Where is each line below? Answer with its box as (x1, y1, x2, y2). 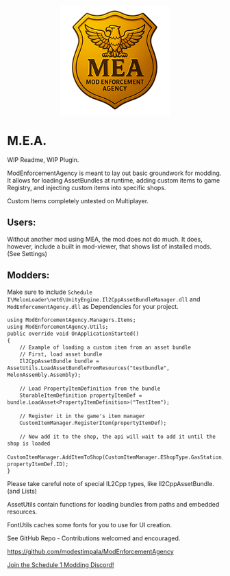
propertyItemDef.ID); (7, 461, 69, 468)
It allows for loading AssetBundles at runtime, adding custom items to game (7, 176, 220, 184)
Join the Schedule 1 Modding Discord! (7, 560, 114, 568)
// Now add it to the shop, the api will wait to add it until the (19, 433, 216, 440)
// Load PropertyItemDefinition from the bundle (19, 385, 161, 392)
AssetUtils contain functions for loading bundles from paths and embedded (7, 500, 220, 508)
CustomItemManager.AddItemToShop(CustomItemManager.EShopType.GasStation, (7, 454, 225, 461)
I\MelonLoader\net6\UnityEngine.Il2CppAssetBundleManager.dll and (7, 295, 201, 303)
